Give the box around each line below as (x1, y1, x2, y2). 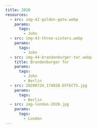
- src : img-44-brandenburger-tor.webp (10, 54, 92, 60)
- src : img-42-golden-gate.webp (10, 17, 79, 22)
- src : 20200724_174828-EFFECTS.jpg (10, 83, 87, 88)
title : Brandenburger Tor (14, 59, 70, 64)
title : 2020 (5, 7, 30, 13)
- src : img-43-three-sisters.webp (10, 36, 83, 41)
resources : (5, 12, 28, 17)
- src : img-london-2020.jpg (10, 102, 70, 107)
